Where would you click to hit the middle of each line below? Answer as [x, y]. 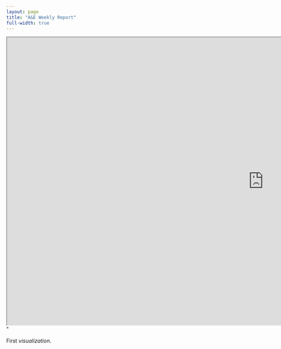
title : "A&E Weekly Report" [41, 17]
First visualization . [29, 341]
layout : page [23, 12]
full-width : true [28, 23]
